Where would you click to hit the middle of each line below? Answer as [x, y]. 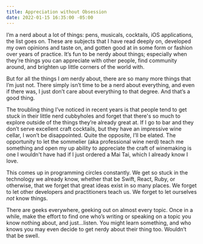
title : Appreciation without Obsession [57, 12]
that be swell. [23, 236]
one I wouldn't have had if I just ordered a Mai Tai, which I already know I [97, 154]
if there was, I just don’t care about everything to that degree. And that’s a [98, 91]
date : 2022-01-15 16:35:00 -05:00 [50, 18]
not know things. [27, 198]
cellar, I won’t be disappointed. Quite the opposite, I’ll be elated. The [91, 135]
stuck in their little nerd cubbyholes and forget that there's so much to [93, 116]
